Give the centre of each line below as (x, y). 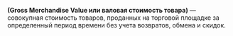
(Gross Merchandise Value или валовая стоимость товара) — (102, 10)
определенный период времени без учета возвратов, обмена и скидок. (116, 25)
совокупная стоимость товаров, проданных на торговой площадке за (114, 18)
